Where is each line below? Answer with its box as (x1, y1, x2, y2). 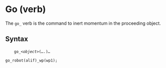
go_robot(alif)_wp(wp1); (5, 58, 58, 63)
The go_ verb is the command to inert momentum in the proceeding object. (5, 20, 161, 26)
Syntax (5, 35, 28, 43)
